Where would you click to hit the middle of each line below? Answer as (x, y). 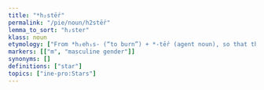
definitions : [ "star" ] (45, 67)
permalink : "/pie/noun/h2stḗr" (59, 23)
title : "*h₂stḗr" (37, 15)
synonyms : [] (29, 59)
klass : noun (27, 37)
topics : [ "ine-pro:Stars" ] (52, 74)
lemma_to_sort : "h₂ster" (49, 30)
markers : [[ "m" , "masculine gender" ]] (71, 52)
